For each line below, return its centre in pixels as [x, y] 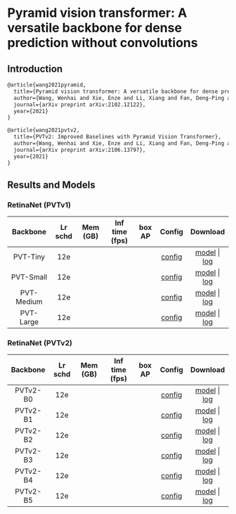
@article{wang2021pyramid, [47, 85]
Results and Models [52, 185]
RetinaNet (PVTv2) [40, 343]
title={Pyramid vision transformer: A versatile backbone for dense [116, 91]
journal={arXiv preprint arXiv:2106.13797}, [80, 150]
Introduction [35, 69]
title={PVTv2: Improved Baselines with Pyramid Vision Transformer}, [117, 137]
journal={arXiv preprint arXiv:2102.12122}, [80, 104]
